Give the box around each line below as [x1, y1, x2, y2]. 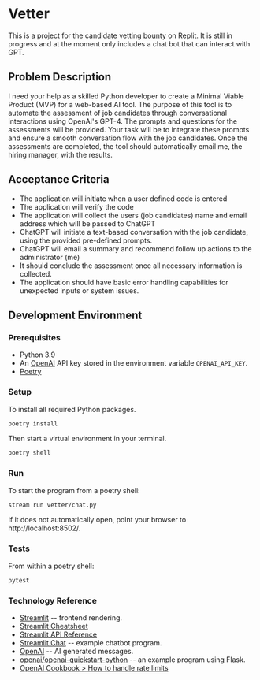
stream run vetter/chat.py [8, 501, 97, 509]
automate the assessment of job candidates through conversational [8, 108, 227, 117]
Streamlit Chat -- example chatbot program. [19, 637, 162, 647]
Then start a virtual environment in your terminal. [8, 434, 167, 444]
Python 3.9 [19, 350, 56, 359]
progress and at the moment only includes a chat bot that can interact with [8, 39, 251, 48]
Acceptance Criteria [8, 173, 110, 186]
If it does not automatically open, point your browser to [8, 515, 187, 525]
